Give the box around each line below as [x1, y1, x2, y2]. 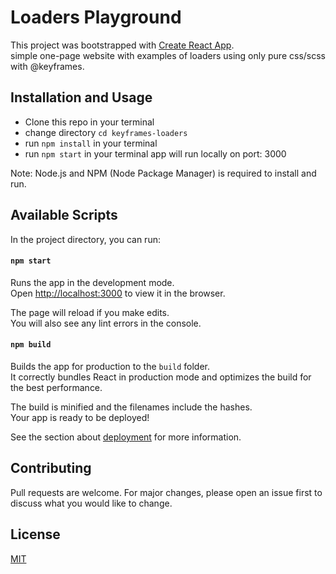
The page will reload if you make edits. [10, 306, 170, 318]
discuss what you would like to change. [10, 497, 173, 509]
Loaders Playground [10, 6, 182, 29]
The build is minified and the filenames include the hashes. [10, 401, 253, 413]
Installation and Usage [10, 89, 153, 106]
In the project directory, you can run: [10, 233, 161, 245]
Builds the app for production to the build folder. [10, 360, 211, 372]
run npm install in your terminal [24, 137, 158, 149]
